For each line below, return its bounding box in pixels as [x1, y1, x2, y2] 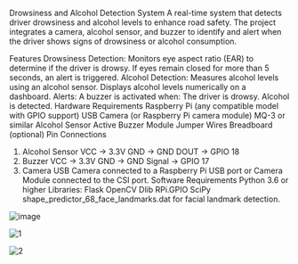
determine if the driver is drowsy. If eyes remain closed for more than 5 [9, 62, 270, 73]
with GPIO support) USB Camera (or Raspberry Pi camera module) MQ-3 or [9, 111, 286, 120]
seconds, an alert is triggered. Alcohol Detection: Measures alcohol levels [9, 72, 279, 83]
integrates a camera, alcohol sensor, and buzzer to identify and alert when [9, 27, 282, 37]
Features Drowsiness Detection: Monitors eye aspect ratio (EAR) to [9, 54, 254, 63]
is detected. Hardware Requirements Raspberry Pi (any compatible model [9, 101, 278, 111]
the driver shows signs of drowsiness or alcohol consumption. [9, 36, 238, 46]
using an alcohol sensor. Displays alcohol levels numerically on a [9, 82, 246, 92]
